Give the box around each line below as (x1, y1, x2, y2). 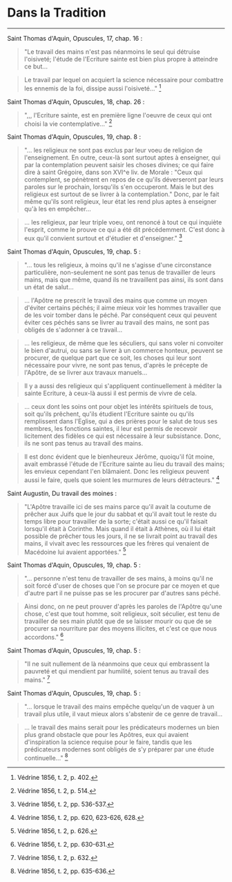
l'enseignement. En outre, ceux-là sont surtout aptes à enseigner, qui (23, 153, 221, 162)
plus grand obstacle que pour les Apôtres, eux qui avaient (23, 730, 189, 738)
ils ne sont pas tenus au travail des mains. (23, 439, 144, 447)
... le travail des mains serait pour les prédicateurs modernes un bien (23, 723, 220, 731)
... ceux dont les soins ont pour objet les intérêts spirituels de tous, (23, 402, 214, 410)
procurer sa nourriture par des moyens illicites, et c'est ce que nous (23, 624, 217, 633)
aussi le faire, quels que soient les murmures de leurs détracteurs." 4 (23, 474, 220, 484)
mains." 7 (23, 674, 50, 684)
